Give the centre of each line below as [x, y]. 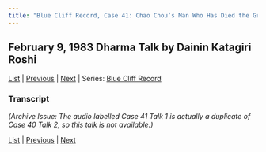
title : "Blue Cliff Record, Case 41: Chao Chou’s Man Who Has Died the [129, 15]
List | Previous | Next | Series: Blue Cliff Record [85, 79]
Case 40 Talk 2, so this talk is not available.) [81, 124]
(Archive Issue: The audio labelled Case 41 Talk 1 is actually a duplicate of [129, 116]
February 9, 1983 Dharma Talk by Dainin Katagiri [130, 48]
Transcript [29, 99]
